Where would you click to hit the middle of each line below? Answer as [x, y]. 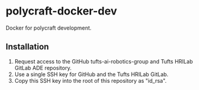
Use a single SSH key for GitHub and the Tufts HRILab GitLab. [91, 74]
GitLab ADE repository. [43, 68]
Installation [27, 47]
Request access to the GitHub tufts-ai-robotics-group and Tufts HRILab [104, 61]
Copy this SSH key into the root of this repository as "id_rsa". [90, 80]
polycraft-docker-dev [62, 11]
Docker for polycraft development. [49, 28]
